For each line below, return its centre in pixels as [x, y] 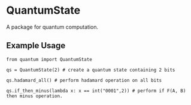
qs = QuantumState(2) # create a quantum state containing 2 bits [91, 70]
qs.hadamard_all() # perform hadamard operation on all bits [84, 80]
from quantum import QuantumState [49, 59]
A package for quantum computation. [52, 27]
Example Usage [36, 46]
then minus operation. [34, 96]
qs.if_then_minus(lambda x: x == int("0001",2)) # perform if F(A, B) [96, 91]
